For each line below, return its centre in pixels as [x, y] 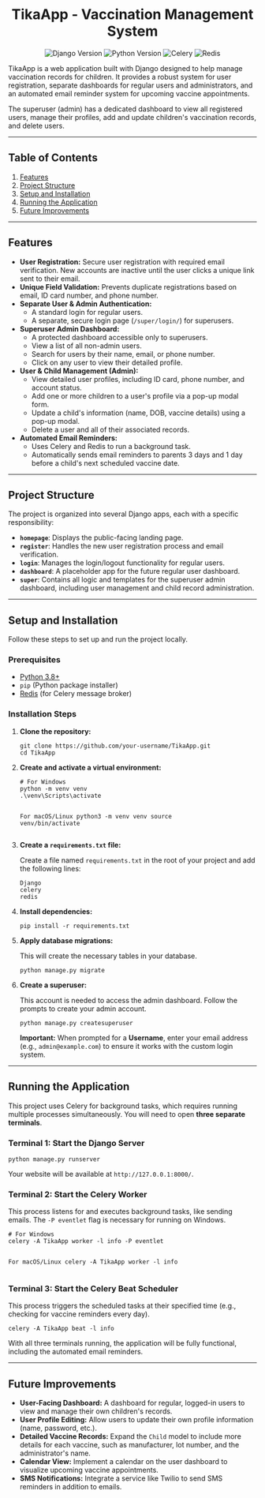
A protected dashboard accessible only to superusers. [119, 337]
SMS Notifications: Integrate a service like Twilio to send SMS [121, 1478]
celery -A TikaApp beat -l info [61, 1329]
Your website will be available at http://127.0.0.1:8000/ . [101, 1174]
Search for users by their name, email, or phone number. [123, 354]
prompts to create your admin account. [83, 1009]
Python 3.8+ [40, 677]
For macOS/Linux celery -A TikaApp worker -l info [93, 1262]
